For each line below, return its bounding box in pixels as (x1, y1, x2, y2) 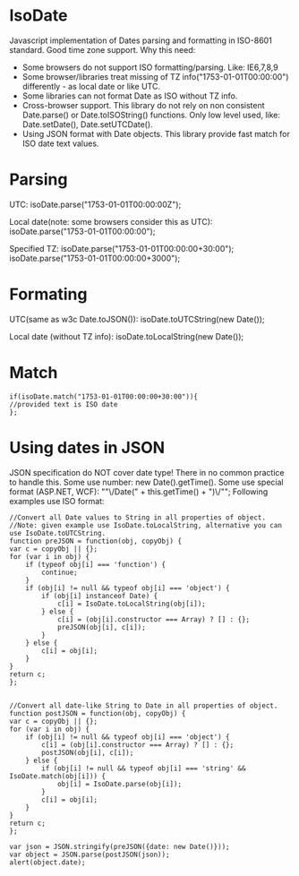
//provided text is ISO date (9, 399, 118, 408)
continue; (41, 568, 78, 577)
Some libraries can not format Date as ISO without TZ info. (21, 90, 238, 101)
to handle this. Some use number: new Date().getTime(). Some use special (9, 477, 284, 487)
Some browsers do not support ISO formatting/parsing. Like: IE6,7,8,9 (21, 62, 279, 73)
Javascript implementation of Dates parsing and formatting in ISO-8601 (9, 35, 273, 46)
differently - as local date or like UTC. (21, 81, 161, 91)
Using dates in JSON (9, 437, 166, 458)
